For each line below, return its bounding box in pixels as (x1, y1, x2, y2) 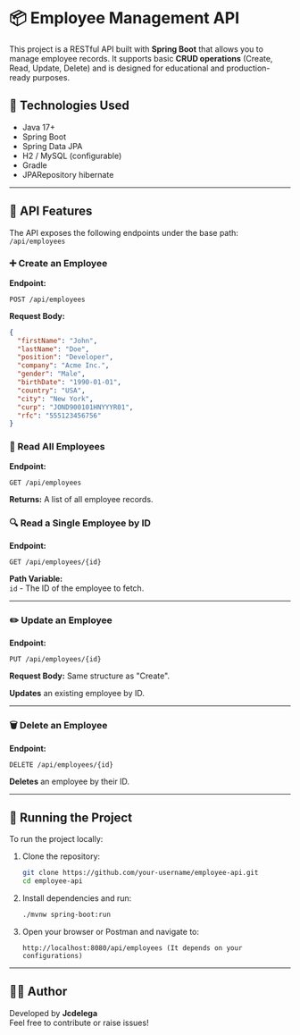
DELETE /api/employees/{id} (9, 760, 114, 770)
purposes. (32, 72, 70, 82)
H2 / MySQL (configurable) (21, 150, 122, 161)
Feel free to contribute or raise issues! (9, 1017, 149, 1028)
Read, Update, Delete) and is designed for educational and (9, 63, 225, 73)
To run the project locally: (9, 834, 104, 845)
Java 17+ (21, 122, 55, 132)
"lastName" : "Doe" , (17, 344, 90, 354)
